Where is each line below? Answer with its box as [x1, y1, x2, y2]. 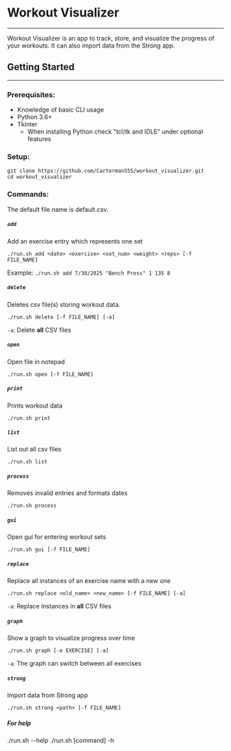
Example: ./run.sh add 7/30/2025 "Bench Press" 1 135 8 [7, 268, 170, 277]
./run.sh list [7, 458, 48, 465]
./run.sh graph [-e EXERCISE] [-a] [7, 647, 109, 655]
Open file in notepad [7, 357, 65, 366]
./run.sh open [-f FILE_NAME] [7, 370, 94, 378]
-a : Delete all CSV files [7, 326, 71, 334]
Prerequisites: [7, 89, 56, 99]
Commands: [7, 189, 49, 199]
